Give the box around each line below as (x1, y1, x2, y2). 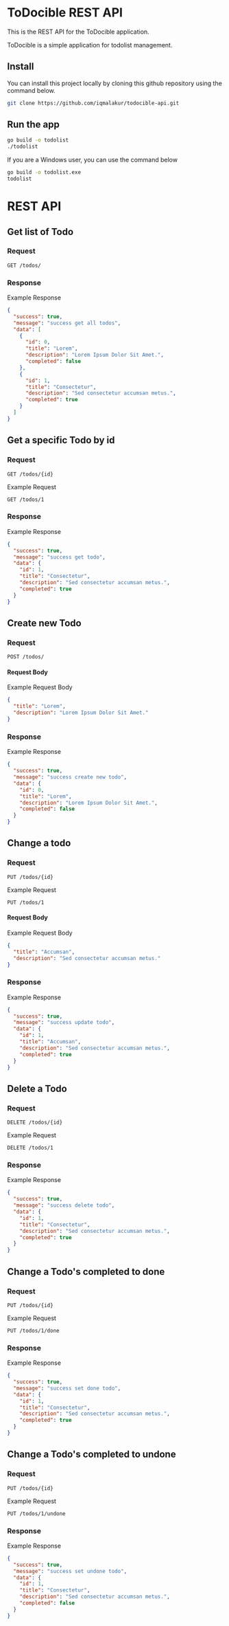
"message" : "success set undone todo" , (13, 1568, 128, 1574)
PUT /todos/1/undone (7, 1510, 67, 1517)
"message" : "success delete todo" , (13, 1202, 115, 1209)
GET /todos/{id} (7, 471, 53, 478)
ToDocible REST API (7, 5, 123, 21)
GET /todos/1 (7, 496, 45, 503)
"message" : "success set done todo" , (13, 1385, 121, 1392)
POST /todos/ (7, 654, 45, 660)
